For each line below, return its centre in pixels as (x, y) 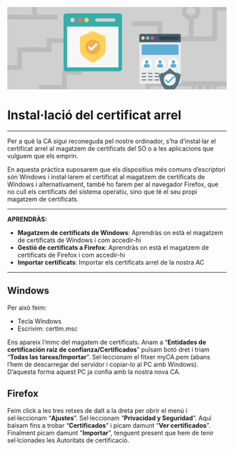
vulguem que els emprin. (43, 156)
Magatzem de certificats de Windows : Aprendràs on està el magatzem (120, 232)
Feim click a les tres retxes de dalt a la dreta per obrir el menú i (97, 410)
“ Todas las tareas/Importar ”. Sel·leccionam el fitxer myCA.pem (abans (109, 357)
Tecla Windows (39, 321)
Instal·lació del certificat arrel (94, 115)
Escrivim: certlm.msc (47, 329)
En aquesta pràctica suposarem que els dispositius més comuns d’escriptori (116, 169)
